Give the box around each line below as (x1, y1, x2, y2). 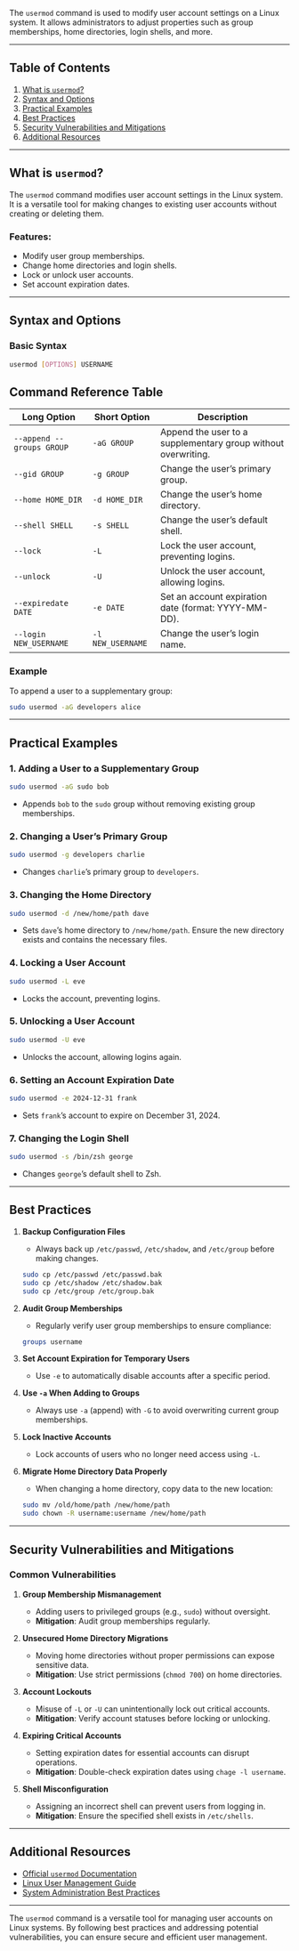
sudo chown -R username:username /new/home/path (21, 1509, 206, 1518)
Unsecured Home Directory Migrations (21, 1632, 169, 1643)
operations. (35, 1757, 77, 1768)
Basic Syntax (9, 340, 68, 352)
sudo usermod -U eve (9, 1035, 86, 1044)
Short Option (93, 411, 150, 424)
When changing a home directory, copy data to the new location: (35, 1484, 273, 1494)
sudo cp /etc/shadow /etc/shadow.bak (21, 1278, 163, 1287)
